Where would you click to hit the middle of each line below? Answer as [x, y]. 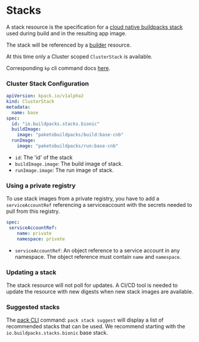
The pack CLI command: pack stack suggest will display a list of [85, 320]
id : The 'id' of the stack [43, 157]
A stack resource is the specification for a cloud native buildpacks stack [94, 27]
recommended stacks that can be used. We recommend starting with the [96, 326]
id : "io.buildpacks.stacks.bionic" [56, 124]
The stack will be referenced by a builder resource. [69, 45]
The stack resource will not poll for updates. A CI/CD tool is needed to [92, 285]
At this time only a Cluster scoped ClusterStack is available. [80, 56]
